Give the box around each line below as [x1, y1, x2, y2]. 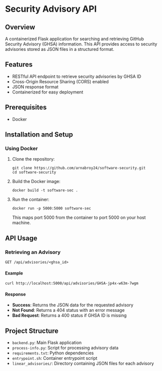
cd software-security [12, 170, 56, 175]
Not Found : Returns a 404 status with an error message [12, 307, 125, 313]
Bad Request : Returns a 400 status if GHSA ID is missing [12, 312, 127, 319]
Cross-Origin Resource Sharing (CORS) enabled [12, 78, 109, 84]
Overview [5, 23, 36, 31]
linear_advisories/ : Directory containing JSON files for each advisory [12, 361, 154, 367]
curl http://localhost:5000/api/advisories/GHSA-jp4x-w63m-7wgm [5, 281, 139, 286]
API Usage [5, 234, 38, 242]
